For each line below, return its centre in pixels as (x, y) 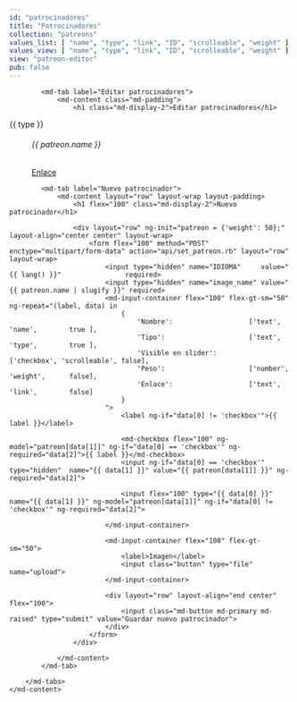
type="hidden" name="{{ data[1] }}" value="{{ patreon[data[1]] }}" (141, 470)
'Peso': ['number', (213, 369)
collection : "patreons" (54, 34)
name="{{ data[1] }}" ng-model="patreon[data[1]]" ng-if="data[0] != (141, 502)
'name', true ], (54, 330)
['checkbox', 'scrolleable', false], (79, 361)
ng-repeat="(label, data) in (63, 306)
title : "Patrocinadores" (55, 26)
